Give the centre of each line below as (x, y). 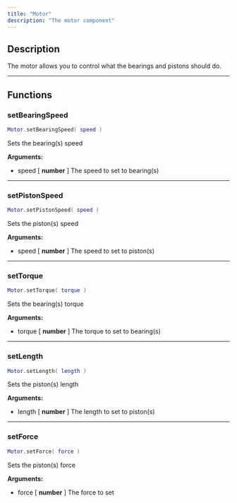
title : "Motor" (30, 14)
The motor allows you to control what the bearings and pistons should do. (115, 66)
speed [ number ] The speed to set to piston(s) (86, 251)
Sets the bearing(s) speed (45, 143)
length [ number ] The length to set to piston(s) (86, 412)
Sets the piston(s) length (43, 384)
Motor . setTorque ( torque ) (47, 290)
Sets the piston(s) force (42, 465)
